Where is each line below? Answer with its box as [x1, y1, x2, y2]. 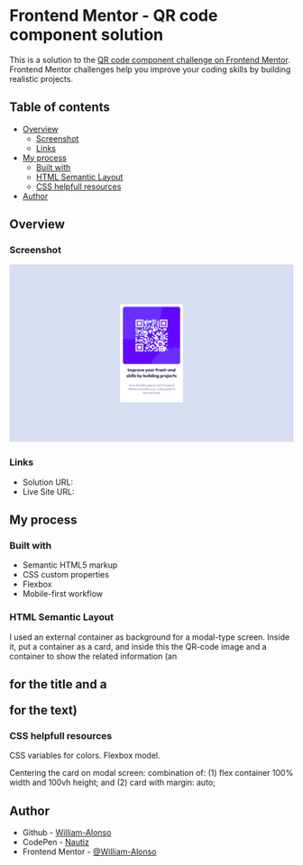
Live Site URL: [22, 486, 75, 496]
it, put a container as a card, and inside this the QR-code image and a [9, 641, 268, 651]
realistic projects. [9, 73, 74, 84]
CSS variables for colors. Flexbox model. [9, 750, 161, 761]
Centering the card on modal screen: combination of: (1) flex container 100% [9, 768, 294, 778]
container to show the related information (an [9, 651, 178, 661]
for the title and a [9, 677, 107, 692]
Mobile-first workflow [22, 588, 104, 599]
